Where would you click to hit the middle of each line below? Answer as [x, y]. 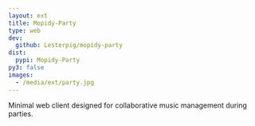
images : [21, 75]
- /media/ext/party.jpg [55, 82]
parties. [21, 113]
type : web [25, 30]
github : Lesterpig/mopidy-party [69, 45]
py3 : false [26, 68]
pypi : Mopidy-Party [48, 61]
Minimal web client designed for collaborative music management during [127, 105]
